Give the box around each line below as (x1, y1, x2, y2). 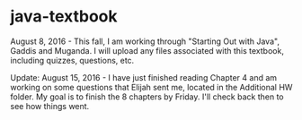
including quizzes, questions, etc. (10, 55, 135, 65)
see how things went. (10, 100, 90, 111)
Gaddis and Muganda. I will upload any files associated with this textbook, (10, 45, 284, 56)
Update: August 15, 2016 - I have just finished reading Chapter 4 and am (10, 72, 278, 82)
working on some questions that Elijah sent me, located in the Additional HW (10, 81, 293, 92)
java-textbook (10, 6, 118, 27)
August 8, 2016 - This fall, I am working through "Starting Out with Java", (10, 36, 280, 47)
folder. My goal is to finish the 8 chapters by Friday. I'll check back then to (10, 91, 284, 102)
